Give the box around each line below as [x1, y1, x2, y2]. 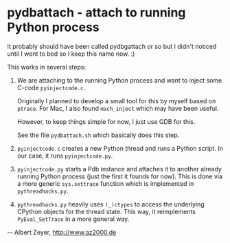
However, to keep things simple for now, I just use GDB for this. [16, 117, 196, 125]
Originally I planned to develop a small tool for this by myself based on [16, 96, 216, 105]
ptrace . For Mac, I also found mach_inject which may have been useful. [16, 104, 219, 112]
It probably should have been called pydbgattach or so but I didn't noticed [7, 42, 217, 50]
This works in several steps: [7, 63, 87, 71]
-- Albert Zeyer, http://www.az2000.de [7, 228, 117, 236]
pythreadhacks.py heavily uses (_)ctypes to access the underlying [16, 200, 205, 208]
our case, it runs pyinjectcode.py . [16, 151, 113, 160]
